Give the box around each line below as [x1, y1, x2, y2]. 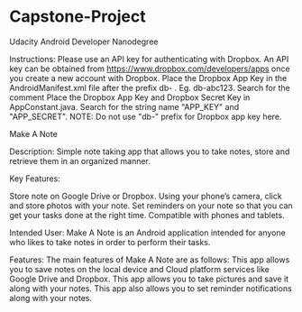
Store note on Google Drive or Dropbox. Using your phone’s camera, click [9, 190, 282, 201]
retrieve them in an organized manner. [9, 155, 151, 166]
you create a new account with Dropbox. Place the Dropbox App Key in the [9, 72, 288, 83]
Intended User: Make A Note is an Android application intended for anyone [9, 227, 286, 238]
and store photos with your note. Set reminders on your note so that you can [9, 200, 293, 211]
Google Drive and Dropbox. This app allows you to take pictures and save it [9, 273, 289, 284]
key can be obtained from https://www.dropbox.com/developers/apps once [9, 63, 290, 74]
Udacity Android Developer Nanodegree [9, 36, 159, 47]
